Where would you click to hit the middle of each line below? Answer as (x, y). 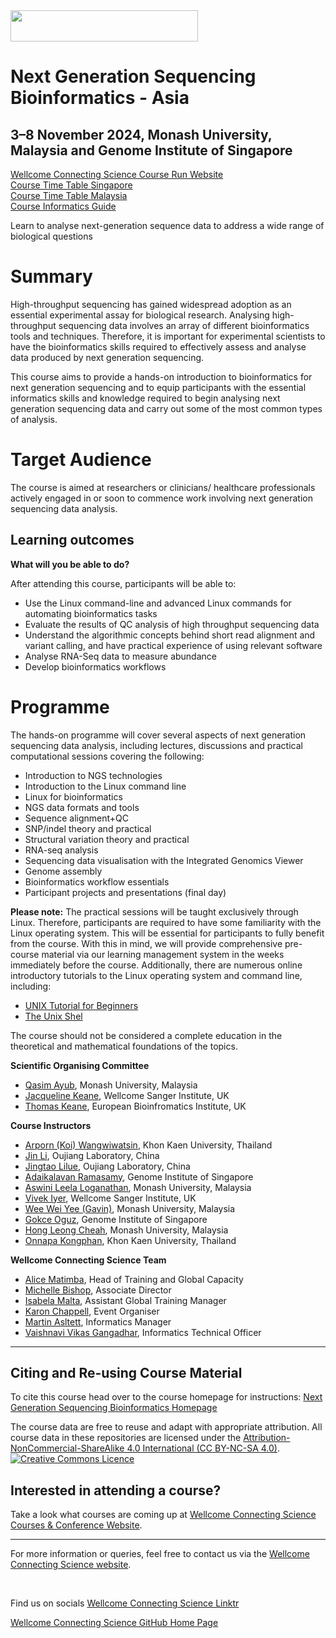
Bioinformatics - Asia (100, 98)
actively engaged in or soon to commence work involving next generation (161, 498)
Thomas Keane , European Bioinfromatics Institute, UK (135, 1106)
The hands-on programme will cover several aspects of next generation (158, 735)
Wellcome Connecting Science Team (88, 1260)
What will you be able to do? (70, 564)
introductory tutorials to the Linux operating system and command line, (156, 975)
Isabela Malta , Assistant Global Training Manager (125, 1300)
